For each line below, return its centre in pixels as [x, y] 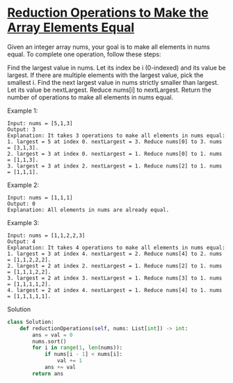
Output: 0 [22, 204]
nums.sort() [50, 341]
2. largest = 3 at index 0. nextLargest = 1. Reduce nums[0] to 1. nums [115, 154]
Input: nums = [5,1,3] [40, 123]
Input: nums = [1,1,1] [40, 197]
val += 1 [69, 361]
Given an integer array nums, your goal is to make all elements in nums [109, 47]
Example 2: [23, 185]
